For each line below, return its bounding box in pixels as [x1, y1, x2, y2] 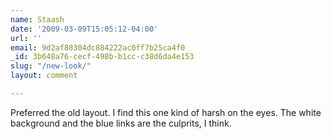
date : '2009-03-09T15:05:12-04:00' [10, 24, 159, 34]
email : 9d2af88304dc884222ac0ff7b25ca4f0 [10, 42, 186, 53]
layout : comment [10, 71, 78, 81]
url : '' [10, 33, 43, 43]
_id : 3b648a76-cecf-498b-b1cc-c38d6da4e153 [10, 52, 195, 62]
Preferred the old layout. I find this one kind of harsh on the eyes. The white [10, 106, 322, 118]
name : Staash [10, 14, 65, 25]
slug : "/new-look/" [10, 61, 92, 71]
